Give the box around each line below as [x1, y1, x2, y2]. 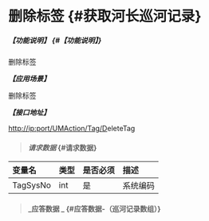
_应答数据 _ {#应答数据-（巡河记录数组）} [27, 204, 161, 213]
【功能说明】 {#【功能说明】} [8, 35, 102, 45]
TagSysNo [12, 180, 52, 191]
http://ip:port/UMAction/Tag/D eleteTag [8, 124, 136, 134]
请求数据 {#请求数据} [27, 142, 97, 152]
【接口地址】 [8, 108, 50, 118]
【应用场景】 [8, 74, 50, 83]
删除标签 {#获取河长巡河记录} [8, 7, 202, 25]
